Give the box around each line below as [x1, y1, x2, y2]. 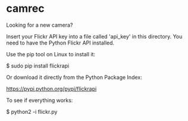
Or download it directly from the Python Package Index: [6, 74, 142, 81]
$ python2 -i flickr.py [6, 108, 58, 115]
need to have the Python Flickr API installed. [6, 39, 115, 46]
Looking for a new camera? [6, 21, 73, 28]
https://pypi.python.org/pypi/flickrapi [6, 85, 97, 92]
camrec [6, 2, 45, 15]
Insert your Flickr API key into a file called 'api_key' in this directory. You [6, 33, 183, 40]
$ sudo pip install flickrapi [6, 62, 70, 69]
